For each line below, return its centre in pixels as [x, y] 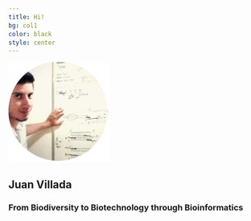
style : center [32, 43]
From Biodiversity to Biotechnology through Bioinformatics [126, 207]
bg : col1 [23, 25]
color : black [30, 34]
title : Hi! [27, 17]
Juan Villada [40, 184]
